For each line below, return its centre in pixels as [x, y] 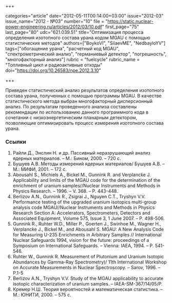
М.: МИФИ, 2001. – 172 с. [40, 169]
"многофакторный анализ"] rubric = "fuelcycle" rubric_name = [73, 59]
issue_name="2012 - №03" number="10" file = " [56, 21]
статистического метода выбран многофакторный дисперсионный [79, 101]
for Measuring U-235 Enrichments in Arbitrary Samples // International [87, 235]
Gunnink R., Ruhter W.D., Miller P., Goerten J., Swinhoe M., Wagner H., [87, 224]
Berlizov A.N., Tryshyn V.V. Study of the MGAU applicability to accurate [88, 278]
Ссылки [16, 142]
